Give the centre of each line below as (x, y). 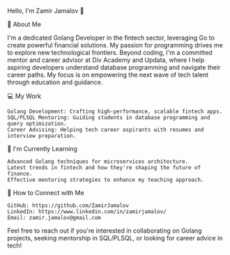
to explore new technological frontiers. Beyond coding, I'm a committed (110, 53)
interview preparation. (42, 136)
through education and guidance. (55, 82)
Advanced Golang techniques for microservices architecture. (98, 162)
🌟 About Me (24, 24)
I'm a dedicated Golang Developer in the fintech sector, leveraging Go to (111, 38)
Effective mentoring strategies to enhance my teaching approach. (106, 180)
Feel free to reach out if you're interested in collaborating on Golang (105, 231)
